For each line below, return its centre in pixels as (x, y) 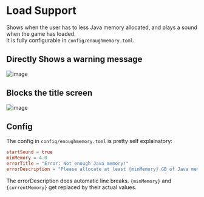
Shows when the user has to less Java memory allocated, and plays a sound (102, 27)
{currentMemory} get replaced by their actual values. (71, 187)
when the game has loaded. (41, 33)
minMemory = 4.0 (27, 158)
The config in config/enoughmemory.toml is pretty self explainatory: (90, 141)
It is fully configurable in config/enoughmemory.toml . (71, 40)
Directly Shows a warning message (74, 59)
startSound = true (29, 152)
